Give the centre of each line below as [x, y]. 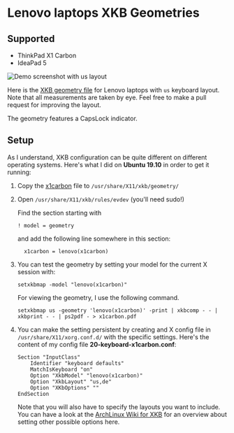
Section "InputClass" [49, 357]
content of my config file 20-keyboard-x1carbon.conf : [97, 344]
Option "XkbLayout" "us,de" [71, 382]
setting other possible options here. [68, 422]
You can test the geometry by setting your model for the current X [112, 264]
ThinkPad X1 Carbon [47, 55]
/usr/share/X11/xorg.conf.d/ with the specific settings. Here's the [113, 336]
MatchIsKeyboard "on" [61, 369]
